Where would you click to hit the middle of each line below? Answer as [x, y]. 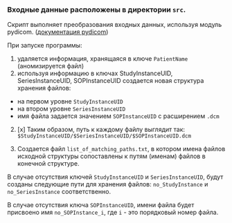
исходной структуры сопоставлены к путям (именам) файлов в [111, 156]
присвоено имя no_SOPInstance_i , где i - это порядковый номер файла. [113, 213]
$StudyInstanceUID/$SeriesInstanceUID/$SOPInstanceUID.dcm [104, 136]
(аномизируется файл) [51, 66]
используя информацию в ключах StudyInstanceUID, [95, 73]
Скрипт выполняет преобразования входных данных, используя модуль [115, 25]
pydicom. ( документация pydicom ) [58, 32]
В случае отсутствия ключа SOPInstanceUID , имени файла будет [101, 205]
